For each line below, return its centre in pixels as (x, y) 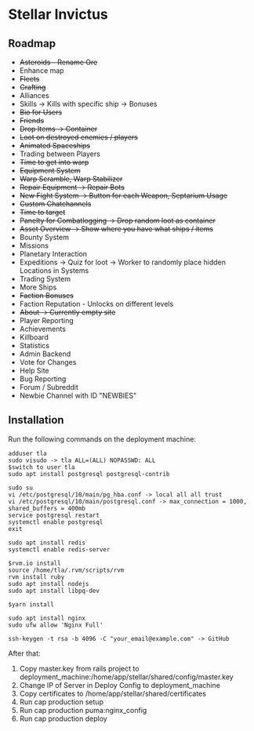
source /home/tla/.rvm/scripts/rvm (66, 570)
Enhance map (42, 71)
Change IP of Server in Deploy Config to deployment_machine (120, 685)
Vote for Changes (48, 362)
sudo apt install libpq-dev (54, 591)
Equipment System (50, 171)
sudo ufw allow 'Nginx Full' (56, 625)
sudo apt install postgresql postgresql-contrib (89, 474)
